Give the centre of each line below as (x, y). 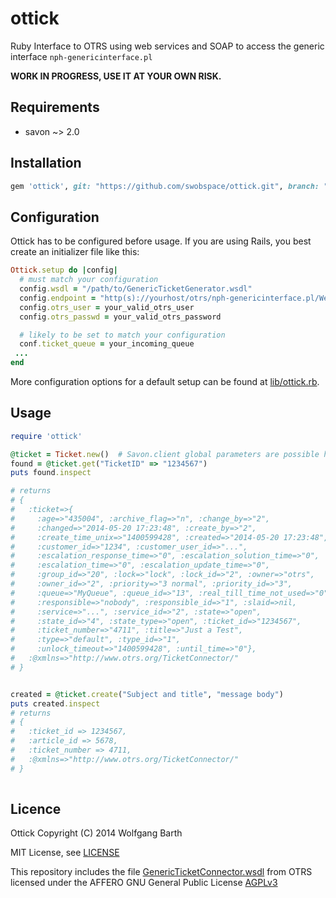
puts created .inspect (55, 703)
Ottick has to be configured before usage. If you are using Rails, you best (161, 241)
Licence (36, 808)
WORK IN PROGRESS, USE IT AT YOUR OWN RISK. (116, 76)
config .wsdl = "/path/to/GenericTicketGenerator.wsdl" (136, 289)
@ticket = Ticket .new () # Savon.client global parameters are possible (165, 454)
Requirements (55, 107)
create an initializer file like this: (75, 252)
